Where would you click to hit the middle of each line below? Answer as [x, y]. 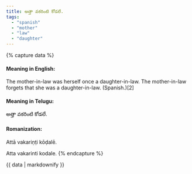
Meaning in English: [31, 68]
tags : [13, 17]
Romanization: [24, 129]
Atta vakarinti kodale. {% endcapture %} [55, 153]
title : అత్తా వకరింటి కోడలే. [35, 11]
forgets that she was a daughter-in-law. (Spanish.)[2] [70, 88]
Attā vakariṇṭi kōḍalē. [32, 142]
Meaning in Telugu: [30, 101]
